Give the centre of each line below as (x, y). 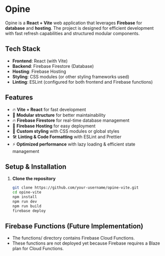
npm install (24, 197)
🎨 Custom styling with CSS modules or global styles (66, 131)
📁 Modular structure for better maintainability (59, 115)
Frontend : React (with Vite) (40, 61)
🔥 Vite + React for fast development (49, 109)
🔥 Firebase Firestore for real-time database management (71, 120)
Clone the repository (34, 179)
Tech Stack (23, 49)
